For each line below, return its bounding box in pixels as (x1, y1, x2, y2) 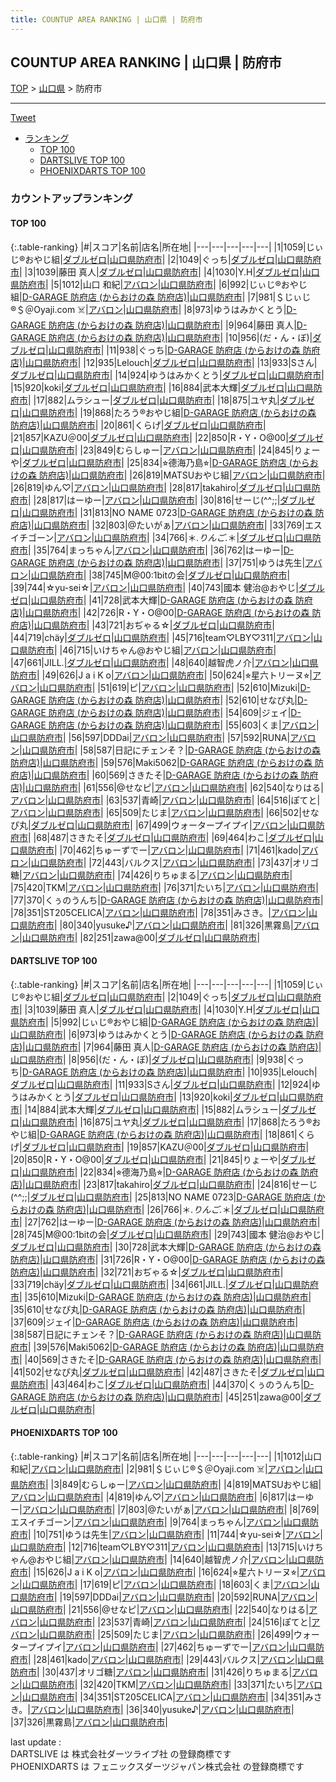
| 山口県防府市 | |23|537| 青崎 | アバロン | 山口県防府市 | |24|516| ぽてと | (36, 1616, 312, 1628)
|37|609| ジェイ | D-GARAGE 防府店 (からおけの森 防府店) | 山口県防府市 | (10, 1316, 299, 1328)
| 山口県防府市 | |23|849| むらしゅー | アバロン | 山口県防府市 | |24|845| (19, 444, 295, 456)
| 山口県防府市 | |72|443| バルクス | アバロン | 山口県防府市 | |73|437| (28, 856, 293, 868)
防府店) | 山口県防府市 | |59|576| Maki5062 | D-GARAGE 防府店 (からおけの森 (10, 756, 313, 768)
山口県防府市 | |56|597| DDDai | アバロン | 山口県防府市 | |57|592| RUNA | (10, 731, 291, 743)
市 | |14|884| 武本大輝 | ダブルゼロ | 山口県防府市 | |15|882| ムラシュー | (10, 1103, 282, 1115)
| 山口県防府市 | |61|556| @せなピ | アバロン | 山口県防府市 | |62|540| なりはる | (22, 781, 324, 793)
